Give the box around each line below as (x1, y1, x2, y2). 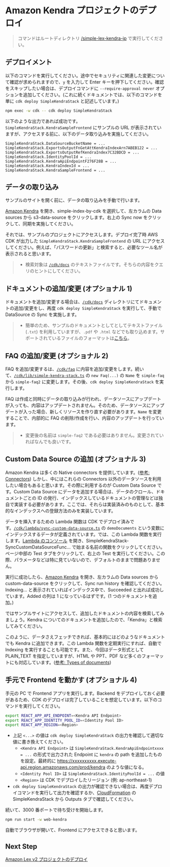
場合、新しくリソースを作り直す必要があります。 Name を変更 (36, 409, 162, 415)
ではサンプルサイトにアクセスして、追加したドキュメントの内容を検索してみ (5, 610, 165, 616)
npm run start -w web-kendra (5, 817, 67, 822)
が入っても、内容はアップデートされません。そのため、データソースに (5, 402, 151, 408)
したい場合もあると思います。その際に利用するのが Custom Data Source (5, 482, 156, 488)
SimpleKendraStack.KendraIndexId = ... (5, 163, 90, 168)
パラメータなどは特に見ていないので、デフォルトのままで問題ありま (14, 557, 156, 563)
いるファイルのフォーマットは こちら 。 (52, 335, 132, 341)
